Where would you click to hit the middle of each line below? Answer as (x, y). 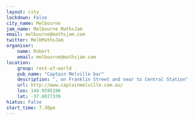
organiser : (20, 46)
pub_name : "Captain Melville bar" (61, 74)
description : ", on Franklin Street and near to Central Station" (103, 79)
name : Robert (34, 52)
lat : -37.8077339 (39, 96)
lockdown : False (27, 18)
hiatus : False (24, 102)
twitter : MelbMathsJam (35, 40)
